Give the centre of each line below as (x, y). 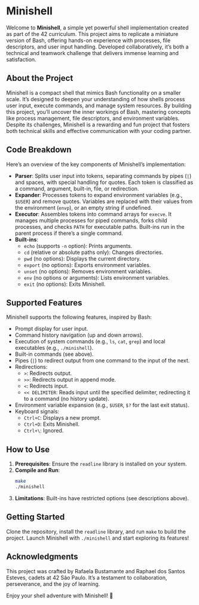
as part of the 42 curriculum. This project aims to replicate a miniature (92, 34)
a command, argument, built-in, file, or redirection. (77, 188)
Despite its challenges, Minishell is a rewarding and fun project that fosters (98, 125)
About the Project (40, 78)
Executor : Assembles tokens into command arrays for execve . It (93, 214)
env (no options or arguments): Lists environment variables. (97, 277)
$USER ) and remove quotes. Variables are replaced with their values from (104, 201)
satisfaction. (22, 59)
